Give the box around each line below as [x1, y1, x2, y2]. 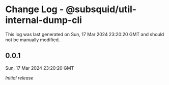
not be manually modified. [5, 37, 60, 43]
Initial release [5, 75, 34, 81]
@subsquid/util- [65, 4, 136, 15]
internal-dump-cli [5, 14, 82, 26]
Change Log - [5, 4, 64, 15]
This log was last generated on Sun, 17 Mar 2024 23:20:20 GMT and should [5, 31, 164, 37]
